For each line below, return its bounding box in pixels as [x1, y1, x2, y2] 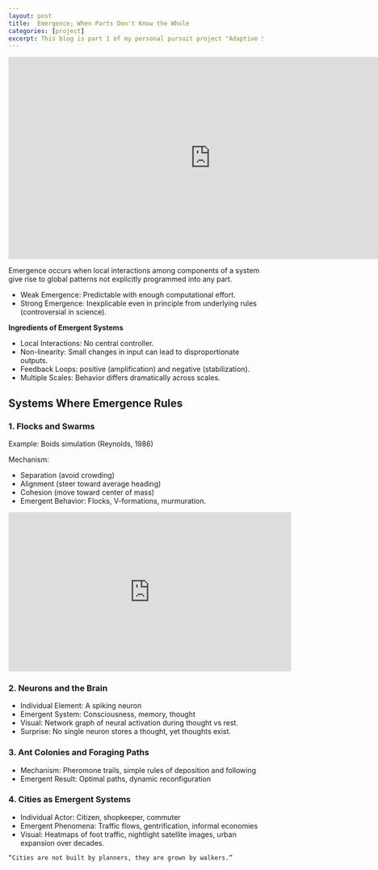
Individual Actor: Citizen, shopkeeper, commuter [19, 812, 181, 821]
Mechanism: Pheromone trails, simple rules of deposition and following [19, 765, 257, 775]
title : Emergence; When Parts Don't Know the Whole [8, 19, 190, 27]
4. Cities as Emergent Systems [8, 794, 132, 805]
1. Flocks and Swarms [8, 420, 95, 432]
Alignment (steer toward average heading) [19, 479, 162, 488]
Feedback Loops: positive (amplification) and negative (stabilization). [19, 365, 250, 374]
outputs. [19, 356, 48, 365]
